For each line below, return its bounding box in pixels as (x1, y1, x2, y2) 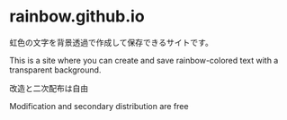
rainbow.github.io (9, 6, 146, 27)
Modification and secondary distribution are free (9, 100, 189, 111)
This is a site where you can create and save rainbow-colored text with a (9, 55, 279, 65)
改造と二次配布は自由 (9, 82, 88, 93)
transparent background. (9, 64, 102, 75)
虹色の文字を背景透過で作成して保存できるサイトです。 (9, 37, 213, 47)
